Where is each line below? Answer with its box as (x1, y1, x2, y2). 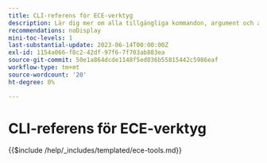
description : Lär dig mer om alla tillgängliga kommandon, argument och (8, 19, 254, 27)
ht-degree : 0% (8, 78, 56, 86)
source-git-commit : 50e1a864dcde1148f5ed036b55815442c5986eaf (8, 56, 219, 64)
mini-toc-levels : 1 (8, 33, 73, 42)
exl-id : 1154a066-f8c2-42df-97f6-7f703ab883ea (8, 49, 165, 56)
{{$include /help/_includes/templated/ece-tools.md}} (8, 146, 183, 155)
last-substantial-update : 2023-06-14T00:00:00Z (8, 41, 169, 49)
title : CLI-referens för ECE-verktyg (8, 11, 133, 20)
